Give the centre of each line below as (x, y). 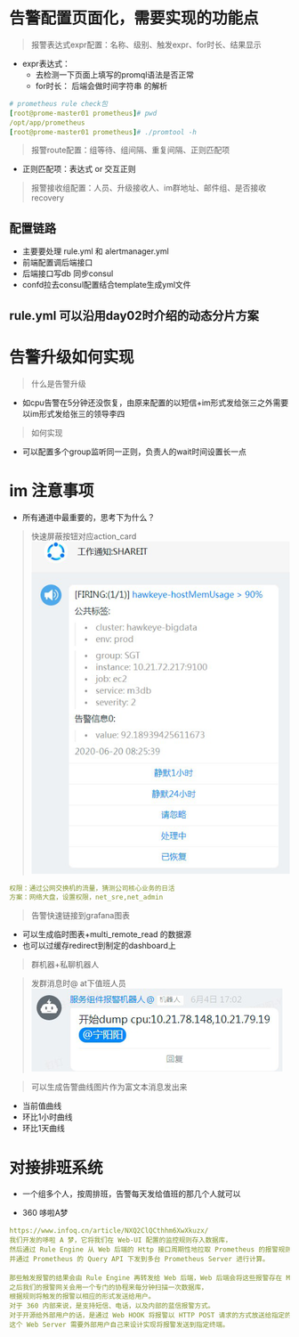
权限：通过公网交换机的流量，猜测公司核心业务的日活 (92, 888)
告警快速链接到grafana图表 (81, 916)
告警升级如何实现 (72, 357)
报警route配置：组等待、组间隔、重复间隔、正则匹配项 (130, 150)
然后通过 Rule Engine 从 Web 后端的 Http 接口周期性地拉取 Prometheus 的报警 (144, 1250)
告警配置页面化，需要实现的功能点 (134, 18)
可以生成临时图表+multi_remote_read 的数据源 (107, 934)
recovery (48, 198)
